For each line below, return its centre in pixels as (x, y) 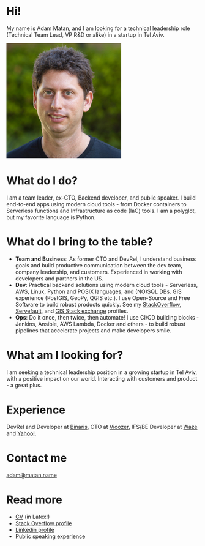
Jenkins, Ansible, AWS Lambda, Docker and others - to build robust (100, 324)
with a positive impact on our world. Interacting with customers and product (102, 378)
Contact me (37, 458)
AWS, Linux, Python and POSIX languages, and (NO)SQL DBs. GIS (98, 291)
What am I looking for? (65, 355)
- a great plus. (24, 385)
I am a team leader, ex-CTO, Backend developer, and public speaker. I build (101, 198)
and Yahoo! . (21, 433)
